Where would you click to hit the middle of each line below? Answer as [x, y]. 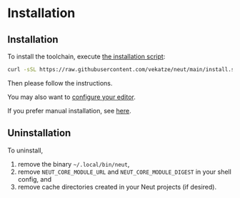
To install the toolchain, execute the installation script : [86, 56]
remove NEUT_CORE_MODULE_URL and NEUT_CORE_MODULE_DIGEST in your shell [125, 172]
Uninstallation [39, 133]
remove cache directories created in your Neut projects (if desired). [117, 187]
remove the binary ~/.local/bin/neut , [74, 164]
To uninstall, [25, 150]
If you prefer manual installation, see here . [70, 110]
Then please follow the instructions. [60, 83]
